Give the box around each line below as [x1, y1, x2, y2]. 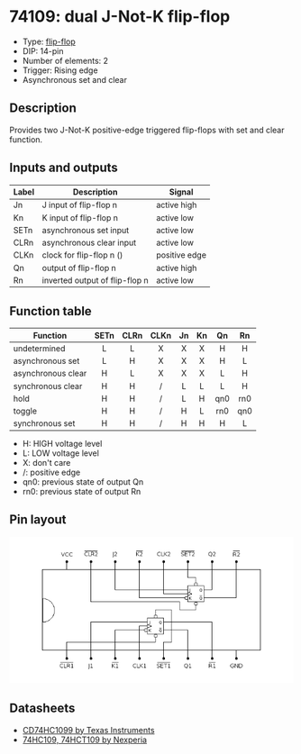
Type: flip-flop [22, 36, 77, 47]
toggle [13, 405, 38, 416]
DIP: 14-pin [22, 45, 64, 56]
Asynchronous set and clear [22, 74, 128, 85]
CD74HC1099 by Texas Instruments [22, 724, 155, 735]
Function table [9, 304, 92, 319]
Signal [169, 186, 194, 197]
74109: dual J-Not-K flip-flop [9, 6, 231, 27]
